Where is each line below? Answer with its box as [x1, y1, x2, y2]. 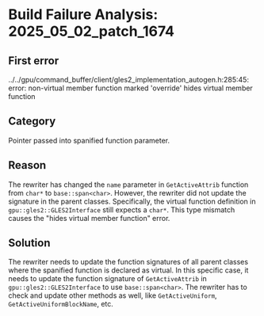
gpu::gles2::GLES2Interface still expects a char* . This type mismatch [8, 204, 235, 215]
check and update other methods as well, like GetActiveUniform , [8, 291, 217, 300]
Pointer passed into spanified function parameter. [8, 135, 170, 145]
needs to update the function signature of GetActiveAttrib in [8, 274, 208, 284]
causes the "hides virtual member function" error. [8, 213, 170, 223]
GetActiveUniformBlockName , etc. [8, 299, 113, 309]
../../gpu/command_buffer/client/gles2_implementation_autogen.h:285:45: [8, 75, 250, 84]
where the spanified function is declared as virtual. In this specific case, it [8, 265, 249, 275]
